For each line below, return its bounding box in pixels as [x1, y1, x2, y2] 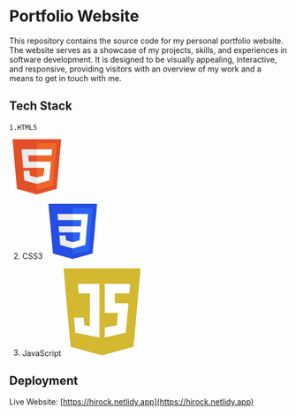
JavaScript [21, 347, 62, 359]
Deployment [9, 373, 79, 388]
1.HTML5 [9, 123, 38, 132]
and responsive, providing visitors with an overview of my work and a [9, 64, 262, 74]
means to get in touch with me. [9, 72, 122, 83]
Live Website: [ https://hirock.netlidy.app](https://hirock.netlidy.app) [9, 397, 254, 407]
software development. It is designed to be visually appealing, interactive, [9, 54, 277, 64]
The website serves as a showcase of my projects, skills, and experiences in [9, 44, 287, 55]
